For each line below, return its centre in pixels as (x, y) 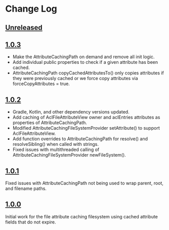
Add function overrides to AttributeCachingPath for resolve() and (80, 139)
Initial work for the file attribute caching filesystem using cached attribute (82, 216)
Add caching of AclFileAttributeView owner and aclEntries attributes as (86, 118)
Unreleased (24, 28)
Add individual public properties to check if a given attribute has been (85, 62)
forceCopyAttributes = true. (41, 84)
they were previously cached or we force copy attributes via (75, 79)
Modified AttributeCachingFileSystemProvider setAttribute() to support (86, 128)
